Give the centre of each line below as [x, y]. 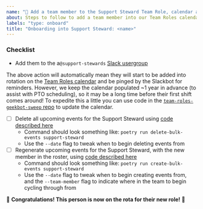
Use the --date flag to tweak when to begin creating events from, [105, 175]
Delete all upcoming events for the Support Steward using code [94, 118]
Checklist [21, 50]
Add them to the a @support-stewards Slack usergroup [81, 63]
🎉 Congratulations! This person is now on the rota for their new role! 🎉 [96, 199]
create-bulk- [166, 164]
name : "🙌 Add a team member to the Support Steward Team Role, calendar [100, 12]
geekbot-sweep [24, 107]
